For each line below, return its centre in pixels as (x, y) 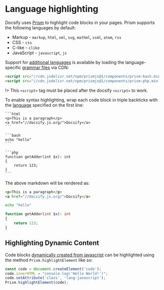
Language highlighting (52, 9)
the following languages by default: (41, 27)
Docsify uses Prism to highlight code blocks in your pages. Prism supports (80, 22)
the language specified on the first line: (44, 105)
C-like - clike (26, 47)
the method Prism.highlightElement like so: (49, 260)
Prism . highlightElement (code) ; (37, 283)
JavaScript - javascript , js (40, 53)
